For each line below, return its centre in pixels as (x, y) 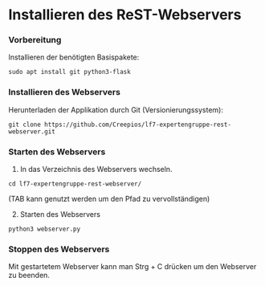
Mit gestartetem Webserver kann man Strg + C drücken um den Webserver (132, 267)
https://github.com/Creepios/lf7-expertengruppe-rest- (137, 125)
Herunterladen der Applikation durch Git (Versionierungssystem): (116, 109)
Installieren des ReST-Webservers (125, 15)
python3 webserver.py (45, 229)
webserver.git (32, 131)
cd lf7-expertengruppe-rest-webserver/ (75, 184)
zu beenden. (29, 276)
